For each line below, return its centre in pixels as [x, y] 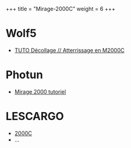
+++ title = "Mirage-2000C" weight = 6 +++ [61, 9]
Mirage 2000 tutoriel [40, 91]
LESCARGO [35, 117]
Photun [24, 75]
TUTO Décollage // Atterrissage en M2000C [69, 50]
